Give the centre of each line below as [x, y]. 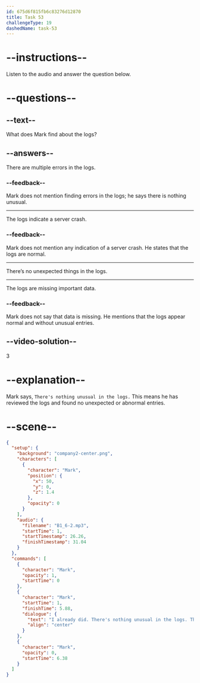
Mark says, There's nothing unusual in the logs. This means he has [92, 396]
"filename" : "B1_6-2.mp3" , [55, 525]
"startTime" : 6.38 [45, 658]
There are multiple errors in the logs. [51, 167]
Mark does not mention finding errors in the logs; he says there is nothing [96, 196]
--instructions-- [47, 58]
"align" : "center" [50, 625]
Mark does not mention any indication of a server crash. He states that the [97, 247]
